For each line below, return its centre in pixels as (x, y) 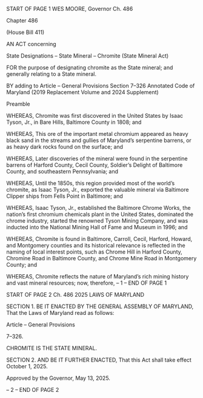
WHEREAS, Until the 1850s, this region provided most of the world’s (91, 183)
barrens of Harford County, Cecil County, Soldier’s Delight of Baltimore (95, 165)
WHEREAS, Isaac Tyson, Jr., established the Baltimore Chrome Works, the (98, 208)
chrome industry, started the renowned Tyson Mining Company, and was (97, 221)
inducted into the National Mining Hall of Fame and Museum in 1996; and (97, 227)
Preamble (18, 104)
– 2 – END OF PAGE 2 (33, 390)
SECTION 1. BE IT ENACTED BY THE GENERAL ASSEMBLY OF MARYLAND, (100, 306)
